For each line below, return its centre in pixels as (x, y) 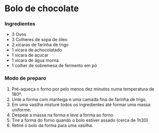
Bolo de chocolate (42, 9)
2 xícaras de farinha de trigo (40, 45)
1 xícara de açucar (30, 55)
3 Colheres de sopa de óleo (40, 40)
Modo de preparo (26, 78)
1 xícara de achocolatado (37, 50)
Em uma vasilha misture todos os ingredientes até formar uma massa (81, 104)
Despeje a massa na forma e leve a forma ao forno (62, 115)
